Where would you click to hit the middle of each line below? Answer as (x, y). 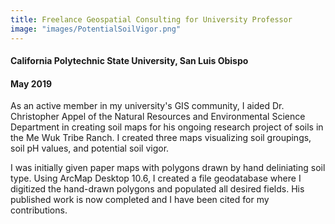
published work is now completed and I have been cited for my (140, 200)
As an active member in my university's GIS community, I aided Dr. (147, 106)
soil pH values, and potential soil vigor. (90, 148)
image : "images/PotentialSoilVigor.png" (96, 29)
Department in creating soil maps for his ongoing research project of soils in (167, 127)
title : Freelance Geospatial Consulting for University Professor (151, 19)
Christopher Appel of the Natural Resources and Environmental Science (158, 117)
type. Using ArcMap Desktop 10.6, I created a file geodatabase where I (156, 178)
